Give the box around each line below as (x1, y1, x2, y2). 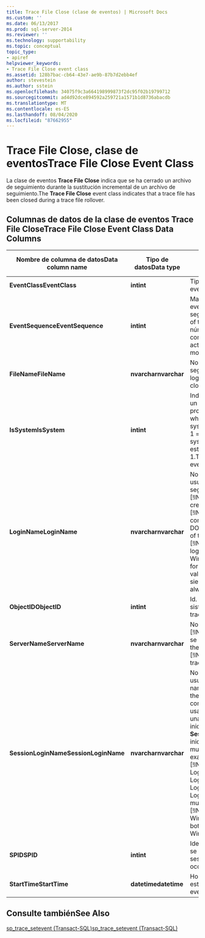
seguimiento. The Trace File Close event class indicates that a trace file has (6, 190, 195, 197)
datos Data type (134, 263, 181, 271)
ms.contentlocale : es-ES (6, 105, 70, 112)
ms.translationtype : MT (6, 100, 67, 106)
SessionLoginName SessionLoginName (9, 749, 125, 757)
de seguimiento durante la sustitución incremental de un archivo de (6, 183, 176, 191)
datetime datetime (130, 880, 184, 888)
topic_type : (6, 49, 37, 55)
